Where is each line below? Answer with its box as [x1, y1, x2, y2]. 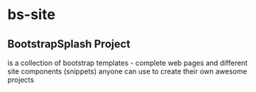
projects [7, 75, 35, 84]
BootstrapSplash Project [7, 37, 131, 51]
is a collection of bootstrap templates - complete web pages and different [7, 58, 248, 67]
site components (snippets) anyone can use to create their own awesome [7, 67, 247, 76]
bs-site [7, 6, 56, 24]
